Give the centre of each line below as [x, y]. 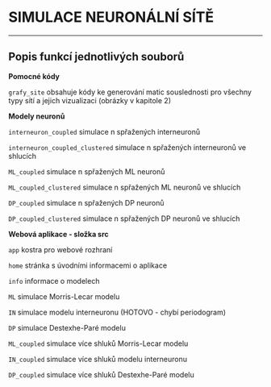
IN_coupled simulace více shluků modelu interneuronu [98, 359]
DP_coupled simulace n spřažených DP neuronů [86, 202]
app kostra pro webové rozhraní [60, 249]
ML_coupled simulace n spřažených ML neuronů [87, 171]
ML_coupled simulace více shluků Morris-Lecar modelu [98, 343]
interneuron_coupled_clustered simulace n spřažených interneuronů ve [127, 147]
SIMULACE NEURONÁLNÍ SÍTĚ [111, 17]
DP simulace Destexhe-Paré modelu [67, 327]
